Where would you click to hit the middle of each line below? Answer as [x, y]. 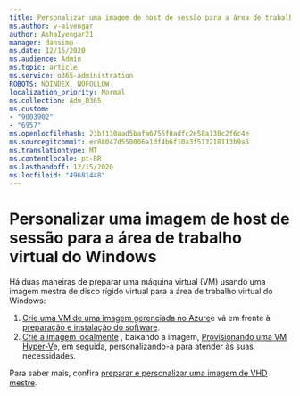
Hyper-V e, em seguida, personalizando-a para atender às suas [138, 346]
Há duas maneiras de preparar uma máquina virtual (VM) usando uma [137, 282]
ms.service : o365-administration [71, 76]
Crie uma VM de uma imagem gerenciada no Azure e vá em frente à [146, 318]
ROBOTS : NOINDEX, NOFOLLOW [59, 84]
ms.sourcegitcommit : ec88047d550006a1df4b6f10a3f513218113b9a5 [129, 142]
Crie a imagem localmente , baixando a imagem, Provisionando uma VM [154, 337]
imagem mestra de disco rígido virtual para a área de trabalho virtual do [141, 292]
